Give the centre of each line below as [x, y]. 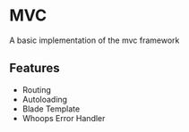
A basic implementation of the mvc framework [94, 40]
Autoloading [45, 99]
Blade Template [51, 109]
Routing [37, 89]
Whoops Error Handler [64, 118]
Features [34, 68]
